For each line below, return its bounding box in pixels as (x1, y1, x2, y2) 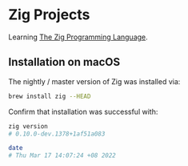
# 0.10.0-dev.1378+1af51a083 (8, 130, 106, 138)
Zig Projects (8, 6, 90, 24)
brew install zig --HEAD (8, 92, 91, 100)
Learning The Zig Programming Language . (8, 32, 148, 42)
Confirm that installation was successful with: (8, 107, 158, 116)
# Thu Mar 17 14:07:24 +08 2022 (8, 152, 116, 160)
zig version (8, 122, 48, 130)
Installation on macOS (8, 55, 121, 69)
